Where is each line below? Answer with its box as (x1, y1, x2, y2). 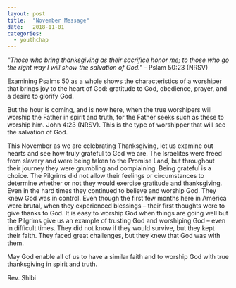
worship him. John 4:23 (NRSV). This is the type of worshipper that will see (7, 120, 226, 129)
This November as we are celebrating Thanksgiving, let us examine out (7, 142, 213, 150)
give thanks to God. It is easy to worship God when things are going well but (7, 209, 229, 218)
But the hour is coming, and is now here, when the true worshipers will (7, 106, 212, 114)
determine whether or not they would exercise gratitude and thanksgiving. (7, 179, 223, 187)
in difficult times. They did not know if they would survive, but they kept (7, 224, 215, 232)
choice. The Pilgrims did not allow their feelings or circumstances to (7, 172, 204, 180)
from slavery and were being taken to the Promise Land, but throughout (7, 156, 215, 165)
